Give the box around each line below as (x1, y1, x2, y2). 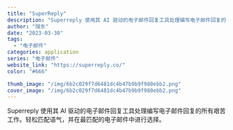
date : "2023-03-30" (7, 29, 64, 37)
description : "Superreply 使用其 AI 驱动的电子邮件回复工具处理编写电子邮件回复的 (7, 17, 227, 24)
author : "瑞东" (7, 23, 49, 30)
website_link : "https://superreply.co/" (7, 62, 126, 68)
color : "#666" (7, 68, 49, 75)
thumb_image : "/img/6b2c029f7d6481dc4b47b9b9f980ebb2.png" (7, 80, 182, 87)
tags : (7, 36, 23, 43)
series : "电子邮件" (7, 55, 60, 62)
